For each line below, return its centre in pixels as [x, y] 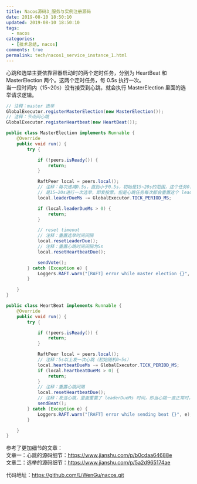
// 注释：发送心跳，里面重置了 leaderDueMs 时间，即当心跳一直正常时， [115, 398]
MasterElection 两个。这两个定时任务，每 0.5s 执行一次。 [75, 80]
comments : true [25, 50]
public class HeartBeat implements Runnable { [64, 306]
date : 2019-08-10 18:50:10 [39, 17]
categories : [21, 39]
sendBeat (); [52, 403]
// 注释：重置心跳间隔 [61, 387]
